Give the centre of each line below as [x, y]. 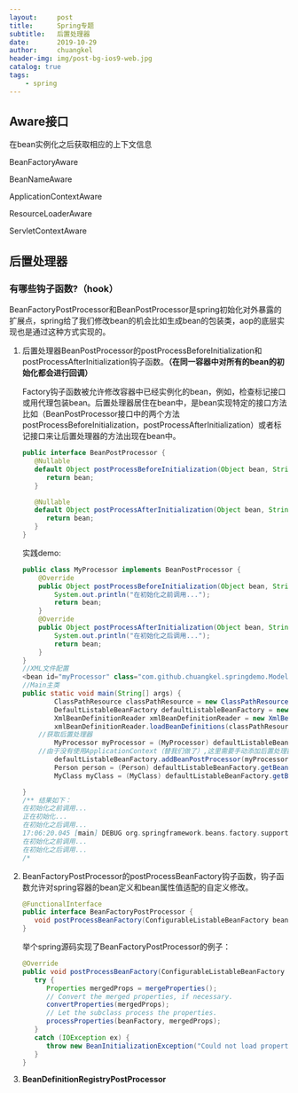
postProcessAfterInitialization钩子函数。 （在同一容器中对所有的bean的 [149, 362]
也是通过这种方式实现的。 [63, 332]
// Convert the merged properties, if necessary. [139, 996]
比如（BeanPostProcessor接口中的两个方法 [101, 414]
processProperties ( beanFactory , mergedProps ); [133, 1021]
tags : [19, 75]
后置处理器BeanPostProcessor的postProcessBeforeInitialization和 [142, 350]
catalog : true [35, 67]
